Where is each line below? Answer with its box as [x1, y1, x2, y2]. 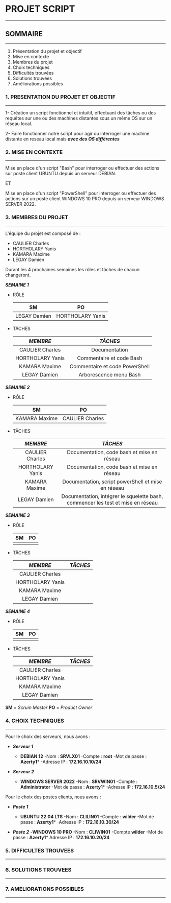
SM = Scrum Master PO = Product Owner [5, 704, 93, 710]
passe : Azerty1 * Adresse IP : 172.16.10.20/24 [12, 834, 110, 840]
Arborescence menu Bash [78, 371, 141, 378]
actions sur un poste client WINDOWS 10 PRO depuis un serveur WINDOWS [5, 196, 164, 202]
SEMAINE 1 [5, 281, 29, 288]
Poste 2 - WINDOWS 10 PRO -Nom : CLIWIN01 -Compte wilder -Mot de [12, 828, 163, 835]
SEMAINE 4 [5, 608, 31, 614]
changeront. [5, 272, 31, 278]
